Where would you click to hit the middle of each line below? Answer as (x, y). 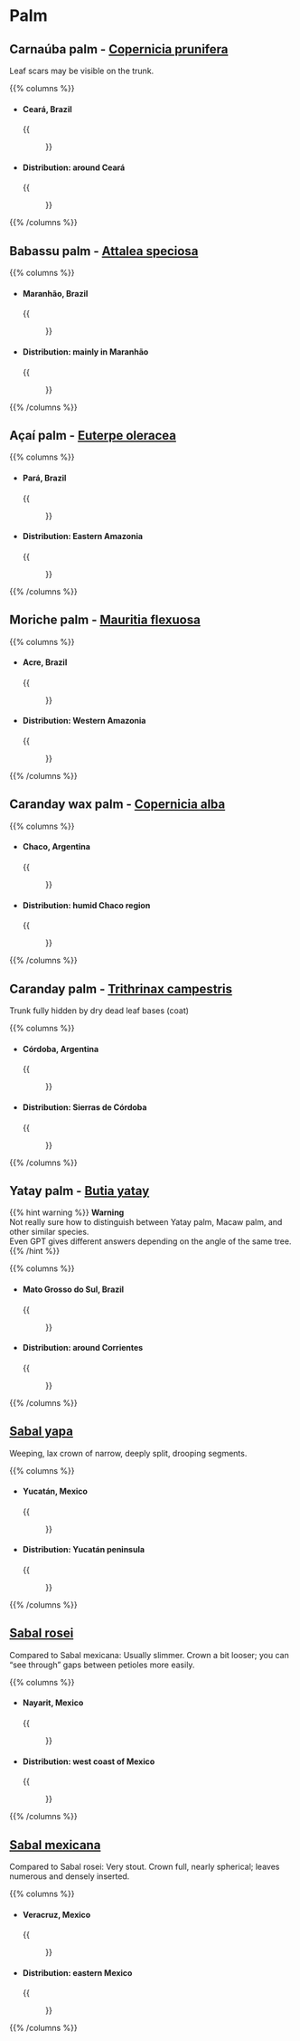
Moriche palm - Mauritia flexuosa (105, 620)
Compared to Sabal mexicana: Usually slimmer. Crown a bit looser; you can (149, 1655)
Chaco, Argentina (56, 847)
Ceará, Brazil (47, 109)
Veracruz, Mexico (56, 1914)
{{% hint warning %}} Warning (67, 1212)
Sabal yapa (42, 1432)
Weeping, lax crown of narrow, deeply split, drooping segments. (128, 1453)
